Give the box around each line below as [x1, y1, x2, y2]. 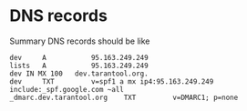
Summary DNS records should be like [9, 35, 150, 46]
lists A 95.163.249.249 [9, 61, 149, 70]
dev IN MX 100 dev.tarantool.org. [9, 69, 149, 78]
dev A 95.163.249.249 [9, 53, 149, 62]
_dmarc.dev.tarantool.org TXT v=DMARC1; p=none [9, 93, 239, 102]
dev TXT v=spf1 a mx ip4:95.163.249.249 [9, 76, 214, 86]
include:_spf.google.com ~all [9, 85, 125, 94]
